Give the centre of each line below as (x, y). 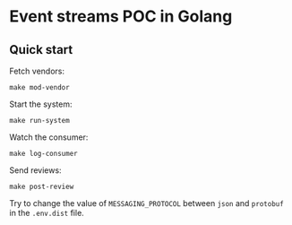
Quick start (41, 50)
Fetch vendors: (37, 71)
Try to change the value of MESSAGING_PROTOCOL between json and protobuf (146, 203)
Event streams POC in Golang (121, 17)
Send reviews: (35, 170)
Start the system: (41, 104)
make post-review (42, 186)
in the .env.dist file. (47, 213)
